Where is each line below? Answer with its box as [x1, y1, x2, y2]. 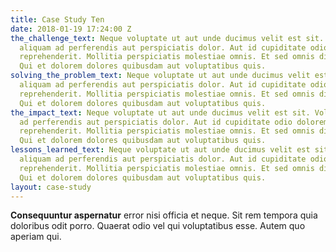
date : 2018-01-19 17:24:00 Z [10, 24, 132, 34]
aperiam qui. [10, 231, 62, 243]
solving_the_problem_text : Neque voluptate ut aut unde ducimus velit [10, 71, 311, 81]
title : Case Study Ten [10, 14, 105, 25]
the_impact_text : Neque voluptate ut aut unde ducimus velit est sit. [10, 107, 311, 118]
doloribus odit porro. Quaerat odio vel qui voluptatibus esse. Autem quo [10, 220, 306, 232]
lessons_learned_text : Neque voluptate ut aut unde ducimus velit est [10, 145, 311, 155]
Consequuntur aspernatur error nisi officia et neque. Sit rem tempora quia [10, 209, 318, 221]
